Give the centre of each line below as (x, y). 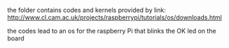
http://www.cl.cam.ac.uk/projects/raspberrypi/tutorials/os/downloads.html (114, 17)
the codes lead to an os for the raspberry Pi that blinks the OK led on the (112, 31)
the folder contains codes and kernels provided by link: (86, 10)
